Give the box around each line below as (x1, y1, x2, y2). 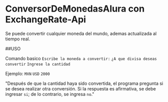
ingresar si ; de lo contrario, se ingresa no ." (5, 91, 95, 97)
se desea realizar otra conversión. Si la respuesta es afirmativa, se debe (5, 85, 156, 91)
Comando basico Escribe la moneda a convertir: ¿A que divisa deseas (5, 55, 157, 61)
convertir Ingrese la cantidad (5, 62, 71, 67)
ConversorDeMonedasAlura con (5, 3, 145, 15)
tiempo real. (5, 36, 30, 42)
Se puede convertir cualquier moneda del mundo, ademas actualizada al (5, 30, 157, 36)
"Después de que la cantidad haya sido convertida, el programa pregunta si (5, 80, 163, 86)
